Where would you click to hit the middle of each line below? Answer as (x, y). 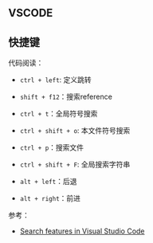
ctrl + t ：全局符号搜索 (59, 114)
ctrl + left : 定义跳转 (55, 80)
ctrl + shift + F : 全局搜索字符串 (75, 165)
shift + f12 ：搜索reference (66, 97)
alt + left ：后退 (48, 182)
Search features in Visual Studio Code (82, 231)
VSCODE (31, 13)
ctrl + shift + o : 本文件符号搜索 (75, 131)
